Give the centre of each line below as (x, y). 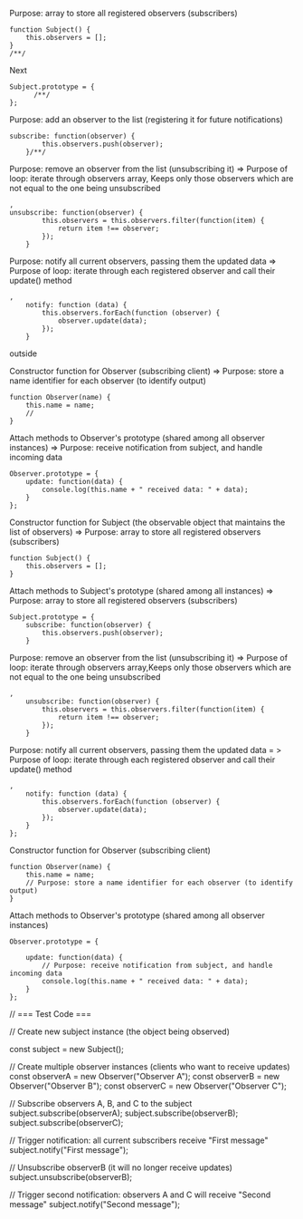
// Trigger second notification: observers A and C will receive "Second (140, 1195)
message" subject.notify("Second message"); (95, 1204)
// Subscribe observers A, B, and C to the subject (101, 1103)
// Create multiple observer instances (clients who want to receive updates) (150, 1067)
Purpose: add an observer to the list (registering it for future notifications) (146, 120)
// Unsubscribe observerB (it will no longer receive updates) (121, 1167)
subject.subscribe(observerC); (66, 1122)
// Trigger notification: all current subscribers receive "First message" (139, 1140)
